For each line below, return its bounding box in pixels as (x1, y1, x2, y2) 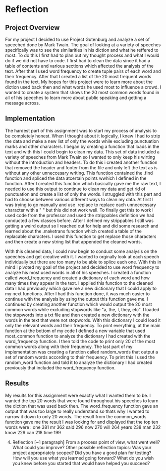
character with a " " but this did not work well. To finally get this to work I (5, 207, 154, 213)
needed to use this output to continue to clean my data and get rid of (5, 186, 146, 192)
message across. (5, 100, 40, 106)
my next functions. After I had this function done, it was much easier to (5, 290, 150, 297)
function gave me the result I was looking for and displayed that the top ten (5, 419, 159, 425)
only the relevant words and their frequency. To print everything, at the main (5, 322, 161, 328)
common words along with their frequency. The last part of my (5, 344, 133, 350)
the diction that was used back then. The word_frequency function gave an (5, 403, 159, 409)
